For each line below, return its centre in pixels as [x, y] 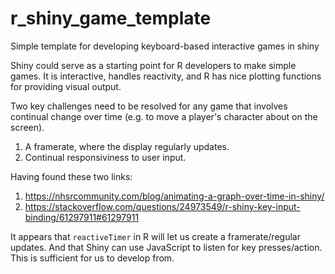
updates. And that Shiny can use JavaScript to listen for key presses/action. [166, 247]
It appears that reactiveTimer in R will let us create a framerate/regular [155, 236]
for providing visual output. [66, 86]
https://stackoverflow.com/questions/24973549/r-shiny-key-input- [162, 206]
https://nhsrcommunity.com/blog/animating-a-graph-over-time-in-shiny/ [174, 196]
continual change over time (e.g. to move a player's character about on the [164, 116]
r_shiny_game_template [111, 18]
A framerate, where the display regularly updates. [127, 146]
